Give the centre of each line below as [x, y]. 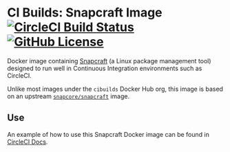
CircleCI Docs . [28, 142]
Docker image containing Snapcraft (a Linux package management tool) [109, 61]
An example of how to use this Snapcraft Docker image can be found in [108, 134]
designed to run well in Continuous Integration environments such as [105, 68]
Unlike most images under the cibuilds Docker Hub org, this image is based [115, 89]
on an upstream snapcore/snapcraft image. [68, 96]
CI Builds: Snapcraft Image [85, 13]
